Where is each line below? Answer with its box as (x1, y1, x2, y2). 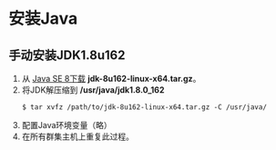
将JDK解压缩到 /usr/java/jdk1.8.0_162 (21, 85, 165, 95)
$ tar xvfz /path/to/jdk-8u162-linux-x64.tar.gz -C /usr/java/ (21, 103, 268, 112)
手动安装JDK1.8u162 (8, 47, 126, 63)
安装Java (8, 8, 78, 29)
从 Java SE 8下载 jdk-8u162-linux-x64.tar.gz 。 (21, 74, 201, 84)
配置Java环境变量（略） (21, 120, 113, 130)
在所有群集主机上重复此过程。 (21, 131, 134, 142)
